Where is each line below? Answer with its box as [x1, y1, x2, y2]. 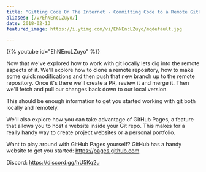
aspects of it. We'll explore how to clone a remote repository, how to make [6, 66, 194, 74]
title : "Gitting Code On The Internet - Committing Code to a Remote [6, 9, 188, 15]
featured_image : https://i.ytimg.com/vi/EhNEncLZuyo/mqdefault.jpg [6, 26, 183, 32]
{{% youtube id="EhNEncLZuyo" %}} [6, 48, 101, 56]
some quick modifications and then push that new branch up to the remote [6, 73, 195, 80]
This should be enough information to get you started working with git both [6, 98, 196, 105]
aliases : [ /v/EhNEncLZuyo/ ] [6, 15, 78, 21]
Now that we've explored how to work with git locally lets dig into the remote [6, 60, 200, 67]
